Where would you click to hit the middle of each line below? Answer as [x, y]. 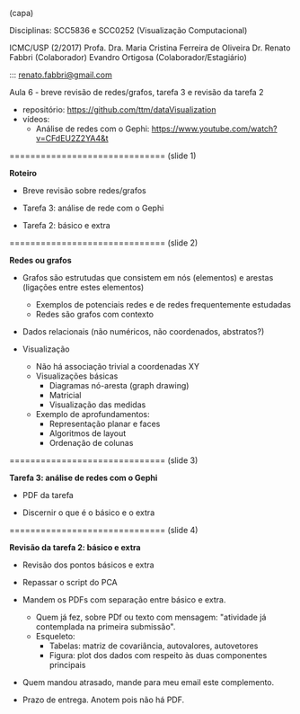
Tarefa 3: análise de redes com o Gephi [84, 477]
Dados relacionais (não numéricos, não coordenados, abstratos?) [143, 331]
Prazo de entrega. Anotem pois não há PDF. [103, 700]
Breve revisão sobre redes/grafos [84, 191]
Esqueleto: [55, 636]
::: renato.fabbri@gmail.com [61, 75]
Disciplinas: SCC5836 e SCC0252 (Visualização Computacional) [128, 30]
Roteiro [23, 173]
